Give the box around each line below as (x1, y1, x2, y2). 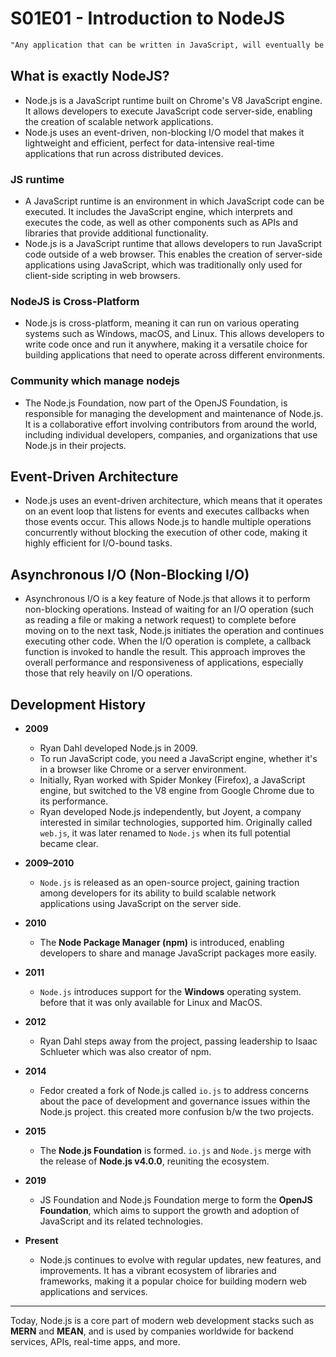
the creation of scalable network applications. (24, 115, 214, 127)
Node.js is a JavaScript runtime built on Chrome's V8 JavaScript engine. (24, 94, 323, 106)
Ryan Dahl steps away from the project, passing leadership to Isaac (39, 1035, 318, 1047)
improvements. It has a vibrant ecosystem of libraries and (39, 1264, 277, 1276)
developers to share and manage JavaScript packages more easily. (39, 947, 317, 959)
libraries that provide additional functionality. (24, 227, 209, 239)
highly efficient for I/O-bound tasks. (24, 537, 173, 549)
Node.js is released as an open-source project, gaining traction (39, 876, 300, 888)
